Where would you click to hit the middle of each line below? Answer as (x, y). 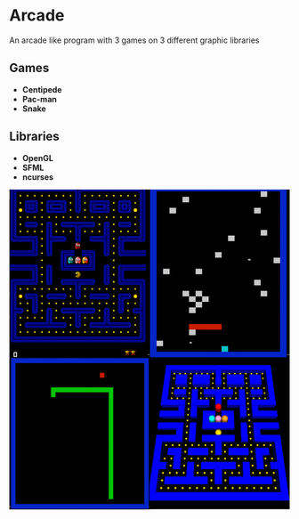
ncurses (38, 177)
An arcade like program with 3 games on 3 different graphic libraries (134, 40)
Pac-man (40, 99)
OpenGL (37, 158)
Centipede (42, 89)
